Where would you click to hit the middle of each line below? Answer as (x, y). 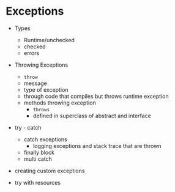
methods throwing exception (60, 103)
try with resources (38, 182)
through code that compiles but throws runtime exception (96, 96)
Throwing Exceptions (41, 65)
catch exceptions (46, 139)
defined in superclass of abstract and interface (92, 116)
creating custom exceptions (50, 171)
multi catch (38, 159)
